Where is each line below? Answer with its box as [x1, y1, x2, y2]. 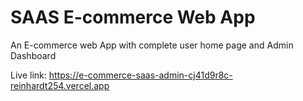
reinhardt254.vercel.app [10, 79, 110, 91]
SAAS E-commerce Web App [10, 6, 256, 29]
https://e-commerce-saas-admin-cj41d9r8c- [48, 69, 233, 81]
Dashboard [10, 49, 57, 61]
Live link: [10, 69, 47, 81]
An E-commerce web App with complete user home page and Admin [10, 39, 294, 51]
